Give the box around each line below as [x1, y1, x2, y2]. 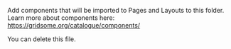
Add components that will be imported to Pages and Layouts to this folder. [7, 6, 225, 14]
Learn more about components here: [7, 13, 115, 22]
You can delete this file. [7, 35, 76, 43]
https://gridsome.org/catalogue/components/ [7, 21, 141, 29]
